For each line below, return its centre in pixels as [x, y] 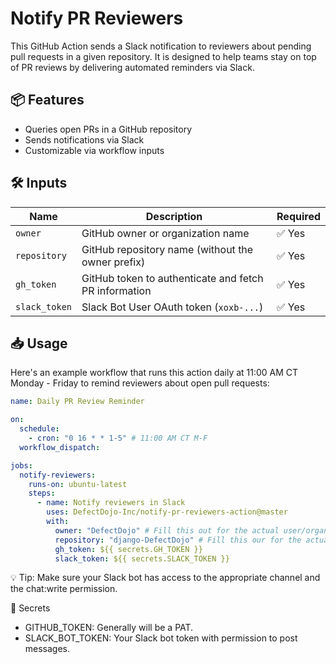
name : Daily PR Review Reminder [77, 402]
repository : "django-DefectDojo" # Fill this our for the [178, 540]
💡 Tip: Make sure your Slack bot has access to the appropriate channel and [165, 578]
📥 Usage [39, 343]
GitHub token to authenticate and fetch [172, 278]
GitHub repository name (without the [167, 249]
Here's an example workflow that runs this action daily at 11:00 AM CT [154, 373]
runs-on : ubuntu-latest [78, 484]
